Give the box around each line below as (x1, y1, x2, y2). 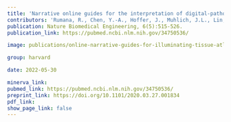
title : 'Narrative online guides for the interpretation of (7, 10, 184, 17)
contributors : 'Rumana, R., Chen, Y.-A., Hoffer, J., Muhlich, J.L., (7, 17, 211, 23)
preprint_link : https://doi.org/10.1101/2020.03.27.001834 (7, 92, 180, 99)
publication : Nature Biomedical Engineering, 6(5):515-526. (7, 23, 184, 30)
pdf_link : (7, 98, 36, 105)
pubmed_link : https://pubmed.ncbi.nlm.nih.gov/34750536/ (7, 85, 174, 92)
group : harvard (7, 54, 51, 61)
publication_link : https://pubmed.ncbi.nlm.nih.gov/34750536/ (7, 29, 189, 37)
